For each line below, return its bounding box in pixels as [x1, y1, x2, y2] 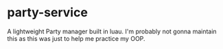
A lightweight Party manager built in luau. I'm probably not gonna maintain [7, 27, 218, 35]
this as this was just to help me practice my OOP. [7, 34, 145, 42]
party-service [7, 5, 88, 20]
